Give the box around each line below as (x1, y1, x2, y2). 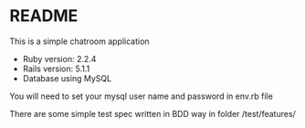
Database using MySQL (22, 72, 112, 83)
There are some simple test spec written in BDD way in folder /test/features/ (9, 108, 297, 119)
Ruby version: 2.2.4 (22, 53, 97, 64)
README (9, 5, 79, 27)
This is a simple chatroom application (9, 36, 150, 47)
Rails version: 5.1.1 (22, 63, 90, 74)
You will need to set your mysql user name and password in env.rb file (9, 91, 274, 101)
